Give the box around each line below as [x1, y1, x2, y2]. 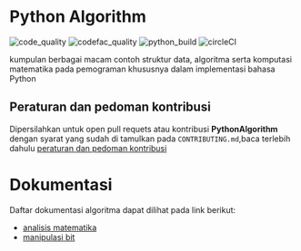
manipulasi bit [22, 231, 75, 242]
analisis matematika [22, 222, 97, 233]
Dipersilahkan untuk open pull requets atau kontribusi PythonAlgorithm [9, 123, 278, 134]
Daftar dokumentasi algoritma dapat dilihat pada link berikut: [9, 204, 236, 215]
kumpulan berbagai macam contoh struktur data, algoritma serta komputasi [9, 53, 293, 64]
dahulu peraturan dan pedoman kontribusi [9, 142, 167, 153]
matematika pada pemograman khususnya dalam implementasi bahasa [9, 63, 276, 74]
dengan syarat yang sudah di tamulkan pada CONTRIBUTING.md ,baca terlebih [9, 133, 291, 144]
